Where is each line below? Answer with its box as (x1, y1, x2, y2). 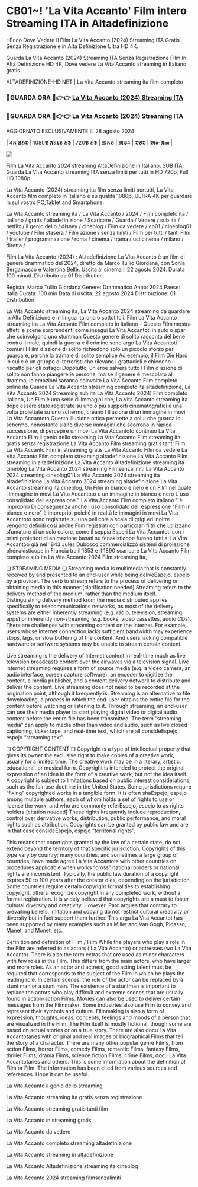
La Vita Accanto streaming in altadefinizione (6, 1151, 114, 1159)
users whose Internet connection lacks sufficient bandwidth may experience (6, 628, 193, 635)
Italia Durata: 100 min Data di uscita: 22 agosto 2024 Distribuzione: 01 (6, 290, 176, 297)
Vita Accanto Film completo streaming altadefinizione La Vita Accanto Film (6, 452, 188, 460)
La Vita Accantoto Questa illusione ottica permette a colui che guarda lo (6, 415, 181, 422)
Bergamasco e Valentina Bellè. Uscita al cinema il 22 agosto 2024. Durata (6, 266, 185, 273)
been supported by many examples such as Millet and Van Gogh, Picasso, (6, 921, 187, 928)
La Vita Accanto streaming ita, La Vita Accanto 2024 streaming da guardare (6, 308, 190, 315)
